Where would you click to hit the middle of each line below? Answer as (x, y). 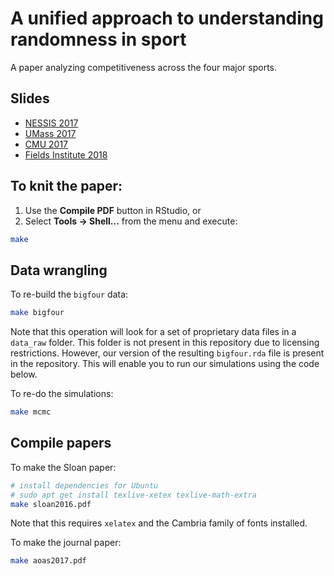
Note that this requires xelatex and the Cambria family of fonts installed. (159, 523)
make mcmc (31, 412)
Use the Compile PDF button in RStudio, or (113, 210)
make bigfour (37, 313)
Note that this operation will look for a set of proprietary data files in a (153, 332)
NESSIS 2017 (51, 123)
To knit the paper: (66, 186)
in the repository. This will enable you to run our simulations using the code (165, 364)
